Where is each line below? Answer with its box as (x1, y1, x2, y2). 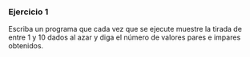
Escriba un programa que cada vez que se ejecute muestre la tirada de (8, 25, 243, 34)
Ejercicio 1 (8, 6, 49, 17)
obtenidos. (8, 41, 44, 51)
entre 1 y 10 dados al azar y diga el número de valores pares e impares (8, 32, 241, 42)
